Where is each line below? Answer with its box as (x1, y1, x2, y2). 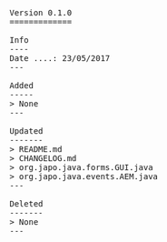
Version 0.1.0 (9, 8, 73, 17)
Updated (9, 126, 44, 136)
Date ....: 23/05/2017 (9, 54, 111, 63)
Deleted (9, 199, 44, 208)
